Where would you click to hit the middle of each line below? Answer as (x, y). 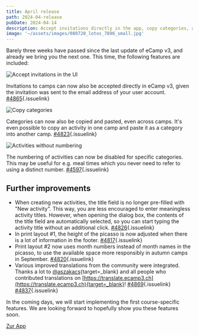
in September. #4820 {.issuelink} (54, 259)
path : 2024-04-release (34, 17)
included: (17, 63)
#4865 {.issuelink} (28, 99)
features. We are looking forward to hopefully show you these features (92, 308)
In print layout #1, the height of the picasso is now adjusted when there (101, 234)
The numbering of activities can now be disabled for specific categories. (95, 157)
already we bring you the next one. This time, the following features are (93, 57)
